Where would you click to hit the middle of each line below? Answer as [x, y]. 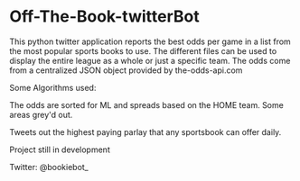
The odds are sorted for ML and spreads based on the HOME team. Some [147, 104]
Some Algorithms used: [53, 87]
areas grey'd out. [41, 114]
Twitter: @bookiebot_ [49, 167]
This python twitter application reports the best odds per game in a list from [150, 41]
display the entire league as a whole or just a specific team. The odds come [150, 60]
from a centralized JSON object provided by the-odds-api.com [126, 70]
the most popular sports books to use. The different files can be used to [143, 50]
